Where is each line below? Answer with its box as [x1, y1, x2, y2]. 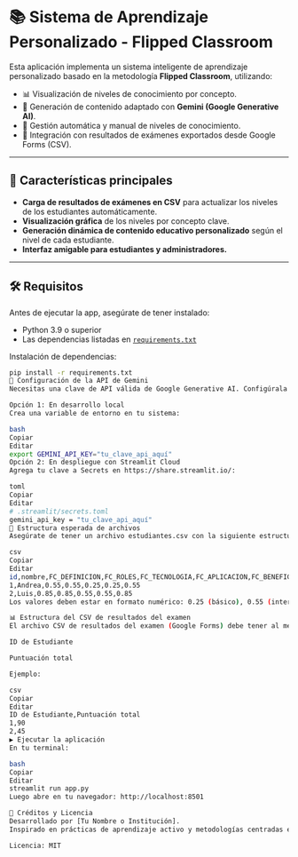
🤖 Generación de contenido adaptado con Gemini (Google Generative [21, 101, 279, 112]
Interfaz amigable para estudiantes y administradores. [21, 243, 228, 254]
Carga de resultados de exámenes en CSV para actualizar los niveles [21, 196, 278, 207]
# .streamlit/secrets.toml [9, 507, 109, 516]
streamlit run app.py [9, 784, 90, 793]
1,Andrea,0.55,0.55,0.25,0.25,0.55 [9, 581, 141, 590]
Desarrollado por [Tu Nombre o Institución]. [9, 817, 180, 826]
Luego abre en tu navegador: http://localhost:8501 [9, 792, 204, 802]
